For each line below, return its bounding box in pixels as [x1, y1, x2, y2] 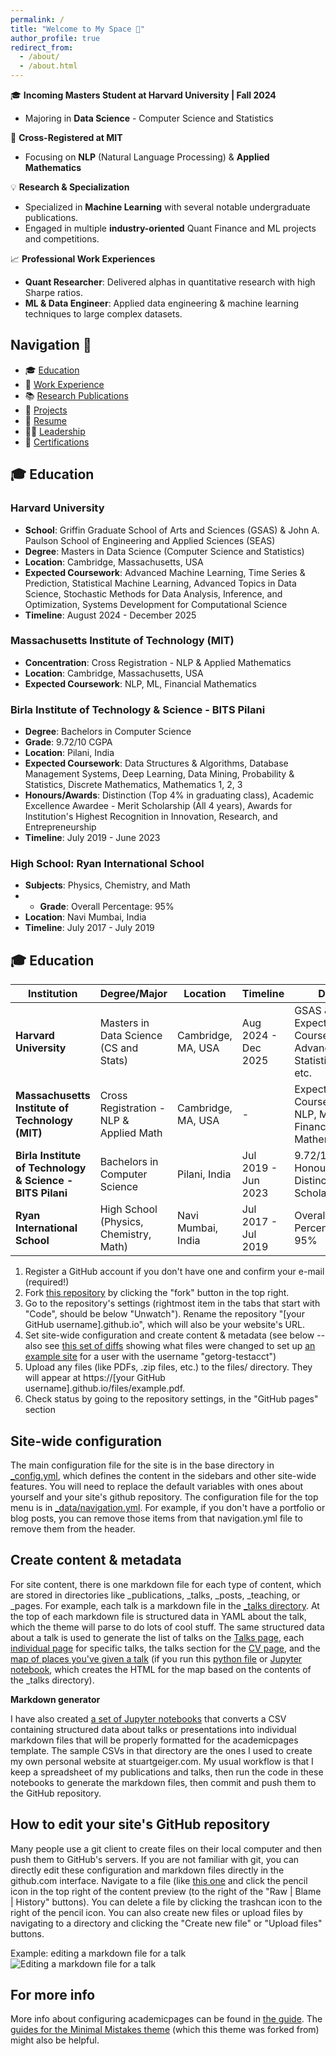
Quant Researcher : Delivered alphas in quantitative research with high [24, 276, 316, 288]
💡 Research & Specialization [10, 181, 130, 193]
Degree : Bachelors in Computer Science [24, 726, 192, 738]
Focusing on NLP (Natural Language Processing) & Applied [24, 151, 270, 163]
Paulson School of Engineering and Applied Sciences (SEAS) [24, 534, 276, 546]
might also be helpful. [10, 2034, 100, 2046]
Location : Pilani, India [24, 747, 115, 759]
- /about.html [19, 61, 78, 71]
